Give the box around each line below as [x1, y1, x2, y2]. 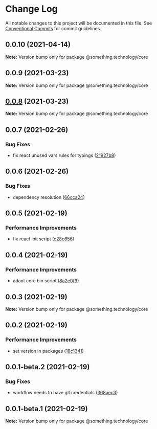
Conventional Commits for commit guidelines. [5, 25, 101, 31]
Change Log [5, 3, 58, 15]
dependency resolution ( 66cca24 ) [12, 194, 85, 200]
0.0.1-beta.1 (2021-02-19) [5, 404, 88, 413]
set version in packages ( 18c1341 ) [12, 348, 84, 354]
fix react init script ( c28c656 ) [12, 236, 75, 242]
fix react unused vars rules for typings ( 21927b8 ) [12, 152, 116, 159]
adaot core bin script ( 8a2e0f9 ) [12, 278, 79, 284]
